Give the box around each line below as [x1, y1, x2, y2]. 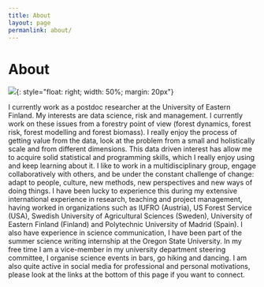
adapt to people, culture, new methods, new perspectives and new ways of [8, 178, 253, 188]
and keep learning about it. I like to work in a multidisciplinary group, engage [8, 161, 256, 170]
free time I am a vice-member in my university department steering [8, 245, 226, 255]
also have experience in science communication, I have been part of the [8, 228, 243, 237]
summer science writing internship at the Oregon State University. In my [8, 237, 242, 246]
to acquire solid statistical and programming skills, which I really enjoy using [8, 153, 255, 162]
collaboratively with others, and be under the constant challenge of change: [8, 170, 255, 179]
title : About [8, 11, 51, 20]
